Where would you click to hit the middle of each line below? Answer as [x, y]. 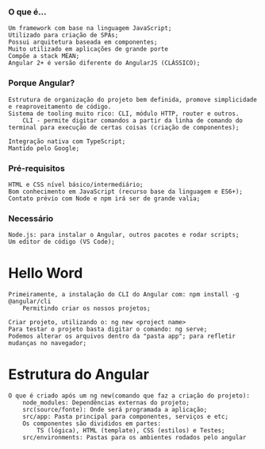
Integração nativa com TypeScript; [67, 141]
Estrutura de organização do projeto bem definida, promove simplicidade [133, 99]
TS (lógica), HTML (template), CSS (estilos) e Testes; [131, 431]
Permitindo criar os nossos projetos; [86, 308]
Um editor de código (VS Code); [61, 242]
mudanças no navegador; [48, 343]
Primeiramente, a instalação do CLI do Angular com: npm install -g [124, 295]
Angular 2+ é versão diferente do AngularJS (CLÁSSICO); [104, 63]
